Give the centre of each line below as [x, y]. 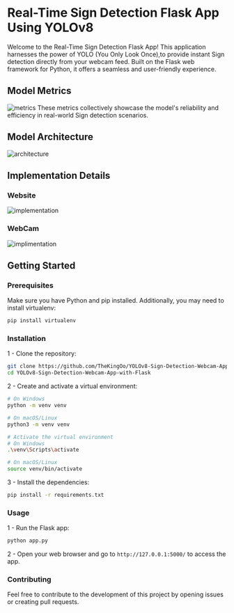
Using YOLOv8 [50, 27]
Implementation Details [59, 175]
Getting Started [41, 265]
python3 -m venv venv [39, 424]
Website [22, 195]
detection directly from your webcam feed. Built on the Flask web [101, 61]
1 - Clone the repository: [42, 353]
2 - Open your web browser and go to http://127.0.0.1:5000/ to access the [117, 554]
